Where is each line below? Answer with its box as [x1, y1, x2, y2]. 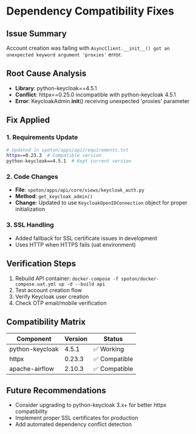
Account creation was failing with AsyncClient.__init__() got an [6, 44, 170, 52]
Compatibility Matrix [6, 316, 86, 327]
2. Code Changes [6, 173, 59, 181]
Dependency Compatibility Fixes [6, 4, 175, 18]
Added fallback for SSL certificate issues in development [15, 235, 158, 242]
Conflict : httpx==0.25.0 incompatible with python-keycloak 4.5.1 [15, 91, 176, 98]
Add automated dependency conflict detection [15, 421, 132, 428]
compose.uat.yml [15, 281, 56, 287]
